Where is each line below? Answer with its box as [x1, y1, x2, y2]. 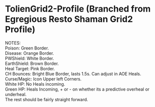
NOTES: [5, 40, 21, 46]
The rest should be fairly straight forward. [5, 96, 88, 102]
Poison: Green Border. [5, 45, 49, 51]
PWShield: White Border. [5, 55, 54, 61]
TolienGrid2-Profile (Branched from [5, 3, 151, 15]
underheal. [5, 91, 27, 97]
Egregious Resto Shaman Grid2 [5, 14, 133, 25]
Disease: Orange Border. [5, 50, 54, 56]
